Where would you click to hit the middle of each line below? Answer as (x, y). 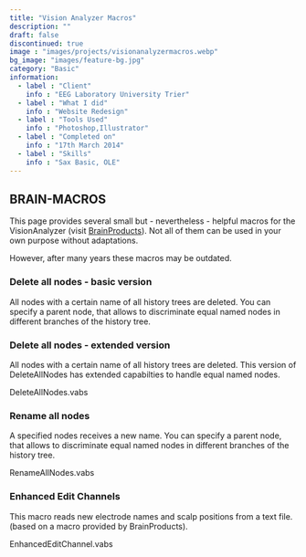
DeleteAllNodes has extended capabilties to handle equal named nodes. (145, 374)
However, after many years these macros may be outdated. (121, 258)
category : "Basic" (44, 69)
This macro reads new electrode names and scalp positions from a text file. (151, 516)
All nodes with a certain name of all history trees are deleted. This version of (153, 364)
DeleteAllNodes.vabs (49, 392)
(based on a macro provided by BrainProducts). (99, 526)
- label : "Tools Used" (63, 120)
